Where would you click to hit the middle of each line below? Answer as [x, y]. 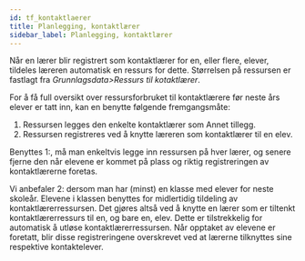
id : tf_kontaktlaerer [51, 18]
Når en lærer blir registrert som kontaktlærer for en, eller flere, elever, [139, 61]
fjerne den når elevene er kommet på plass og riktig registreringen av [139, 162]
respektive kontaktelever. [56, 247]
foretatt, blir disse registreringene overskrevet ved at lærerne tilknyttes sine [151, 237]
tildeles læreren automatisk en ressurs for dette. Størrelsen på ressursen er [150, 70]
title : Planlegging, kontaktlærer [75, 26]
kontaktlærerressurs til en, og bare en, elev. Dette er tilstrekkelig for [136, 218]
